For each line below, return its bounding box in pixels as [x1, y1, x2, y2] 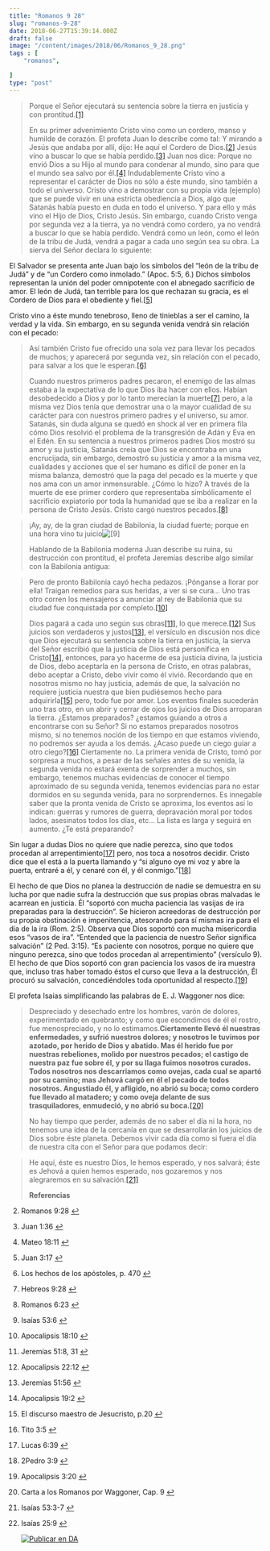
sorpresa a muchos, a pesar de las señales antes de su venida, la [28, 755, 245, 765]
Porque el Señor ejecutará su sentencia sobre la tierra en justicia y [28, 101, 249, 110]
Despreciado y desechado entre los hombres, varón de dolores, [28, 1006, 240, 1016]
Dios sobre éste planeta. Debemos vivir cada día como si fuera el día [28, 1133, 256, 1143]
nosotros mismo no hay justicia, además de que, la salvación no [28, 678, 240, 688]
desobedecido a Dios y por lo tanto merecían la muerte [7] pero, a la [28, 393, 253, 403]
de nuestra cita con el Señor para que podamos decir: [28, 1141, 208, 1151]
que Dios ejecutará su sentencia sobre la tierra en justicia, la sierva [28, 635, 252, 645]
